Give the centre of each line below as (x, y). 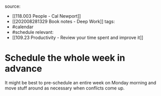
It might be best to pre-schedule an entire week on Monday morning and (80, 82)
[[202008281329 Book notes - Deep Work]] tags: (63, 21)
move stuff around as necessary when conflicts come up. (65, 88)
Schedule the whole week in (65, 58)
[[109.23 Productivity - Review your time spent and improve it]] (78, 37)
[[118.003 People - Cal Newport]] (47, 16)
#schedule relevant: (33, 32)
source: (13, 6)
